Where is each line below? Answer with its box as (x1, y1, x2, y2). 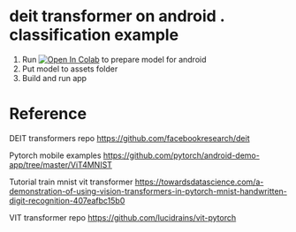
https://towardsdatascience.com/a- (134, 176, 264, 187)
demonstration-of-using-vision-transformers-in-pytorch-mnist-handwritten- (9, 185, 287, 196)
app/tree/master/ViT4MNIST (9, 159, 113, 169)
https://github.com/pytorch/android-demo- (102, 150, 261, 161)
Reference (9, 104, 87, 124)
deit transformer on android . (9, 6, 225, 26)
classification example (9, 25, 179, 45)
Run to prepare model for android (21, 54, 207, 64)
